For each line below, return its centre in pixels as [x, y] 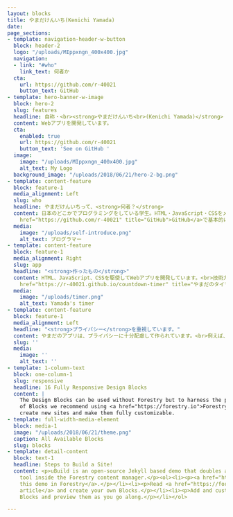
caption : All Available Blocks [59, 439]
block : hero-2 [34, 104]
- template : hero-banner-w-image [55, 98]
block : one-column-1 [43, 374]
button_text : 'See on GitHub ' [65, 149]
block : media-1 [35, 426]
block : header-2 [37, 46]
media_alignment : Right [48, 258]
